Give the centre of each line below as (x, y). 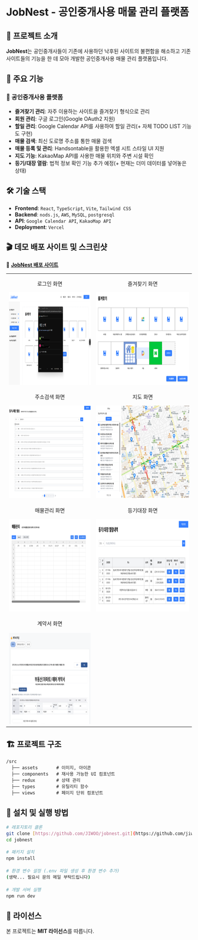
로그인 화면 (50, 284)
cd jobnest (19, 840)
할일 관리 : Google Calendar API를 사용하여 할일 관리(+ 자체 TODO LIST (98, 126)
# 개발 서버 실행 (24, 890)
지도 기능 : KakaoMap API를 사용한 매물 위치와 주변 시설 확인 (84, 156)
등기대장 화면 (143, 510)
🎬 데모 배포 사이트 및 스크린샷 (57, 247)
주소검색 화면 (50, 397)
